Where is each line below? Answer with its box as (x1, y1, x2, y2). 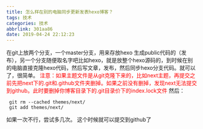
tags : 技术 (6, 15, 32, 21)
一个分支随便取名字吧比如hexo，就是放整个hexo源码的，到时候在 (24, 57, 188, 64)
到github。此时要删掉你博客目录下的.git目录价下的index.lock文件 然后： (6, 87, 185, 94)
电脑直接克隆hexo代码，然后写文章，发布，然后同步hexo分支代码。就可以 (11, 64, 196, 72)
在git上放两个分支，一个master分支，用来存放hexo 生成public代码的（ (6, 49, 181, 57)
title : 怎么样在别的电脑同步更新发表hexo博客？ (6, 9, 114, 15)
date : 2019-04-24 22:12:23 (6, 32, 75, 38)
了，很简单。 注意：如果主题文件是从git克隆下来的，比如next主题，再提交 (6, 72, 190, 79)
